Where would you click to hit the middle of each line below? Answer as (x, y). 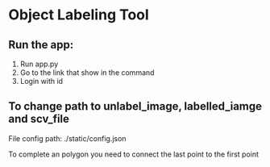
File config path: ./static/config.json (67, 138)
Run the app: (41, 45)
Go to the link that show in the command (87, 73)
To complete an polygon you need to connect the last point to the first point (134, 154)
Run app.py (39, 64)
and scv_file (39, 119)
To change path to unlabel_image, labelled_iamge (135, 106)
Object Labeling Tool (79, 15)
